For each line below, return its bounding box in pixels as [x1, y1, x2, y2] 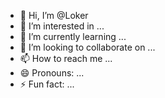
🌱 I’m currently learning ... [19, 31, 127, 42]
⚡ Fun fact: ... [19, 78, 75, 90]
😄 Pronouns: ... [19, 67, 85, 79]
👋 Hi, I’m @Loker [19, 10, 89, 21]
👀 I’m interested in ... [19, 20, 105, 32]
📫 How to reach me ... [19, 53, 113, 64]
